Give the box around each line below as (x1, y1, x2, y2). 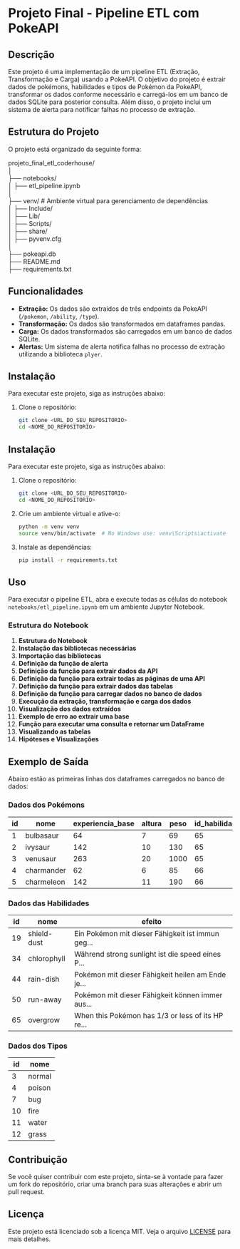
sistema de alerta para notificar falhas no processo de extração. (8, 106, 197, 113)
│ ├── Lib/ (8, 212, 41, 220)
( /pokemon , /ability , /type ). (18, 312, 100, 320)
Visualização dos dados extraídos (18, 704, 122, 714)
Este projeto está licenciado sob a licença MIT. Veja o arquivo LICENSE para (8, 1227, 231, 1235)
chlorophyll (28, 953, 66, 963)
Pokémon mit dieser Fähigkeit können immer (74, 990, 223, 999)
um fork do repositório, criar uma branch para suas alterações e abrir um (8, 1180, 222, 1188)
